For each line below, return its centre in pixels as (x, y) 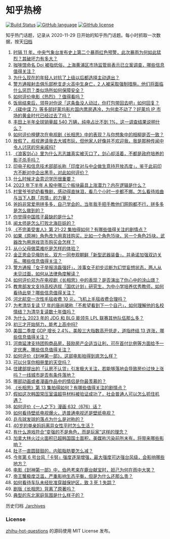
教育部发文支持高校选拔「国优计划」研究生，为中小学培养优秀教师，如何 (88, 286)
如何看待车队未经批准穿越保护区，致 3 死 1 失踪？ (64, 482)
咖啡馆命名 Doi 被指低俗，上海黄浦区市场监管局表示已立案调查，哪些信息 (89, 65)
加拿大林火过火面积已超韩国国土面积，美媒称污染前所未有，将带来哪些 (86, 438)
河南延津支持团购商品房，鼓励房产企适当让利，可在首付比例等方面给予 (86, 343)
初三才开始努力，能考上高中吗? (45, 324)
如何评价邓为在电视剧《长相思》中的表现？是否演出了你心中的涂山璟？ (86, 280)
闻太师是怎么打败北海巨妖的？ (44, 223)
